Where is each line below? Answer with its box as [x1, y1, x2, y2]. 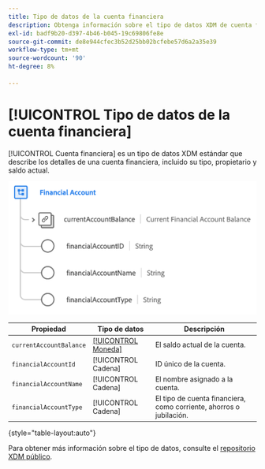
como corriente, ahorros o [155, 402, 241, 411]
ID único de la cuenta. [155, 359, 226, 369]
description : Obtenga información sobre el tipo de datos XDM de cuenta [8, 20, 252, 29]
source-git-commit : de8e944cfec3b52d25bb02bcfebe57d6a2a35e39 [8, 38, 217, 46]
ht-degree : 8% [8, 63, 55, 71]
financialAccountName [11, 380, 83, 388]
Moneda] [92, 344, 122, 354]
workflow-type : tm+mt [8, 46, 80, 54]
